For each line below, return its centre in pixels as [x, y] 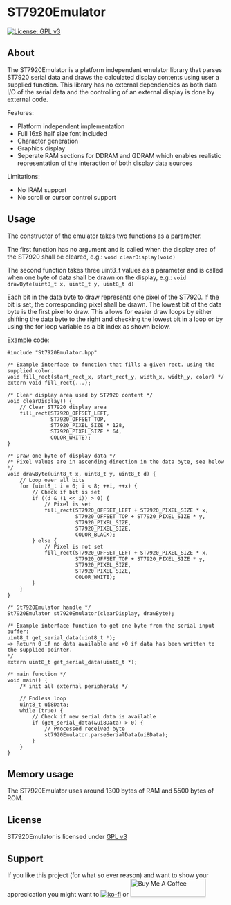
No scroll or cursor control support [66, 197]
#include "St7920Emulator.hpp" [52, 352]
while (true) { [41, 710]
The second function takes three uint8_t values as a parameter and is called [115, 270]
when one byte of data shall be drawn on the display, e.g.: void [97, 277]
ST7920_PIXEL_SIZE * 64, [86, 431]
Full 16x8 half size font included [62, 133]
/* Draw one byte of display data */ [62, 456]
